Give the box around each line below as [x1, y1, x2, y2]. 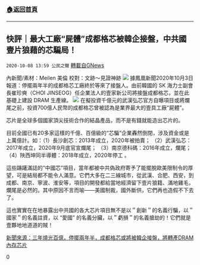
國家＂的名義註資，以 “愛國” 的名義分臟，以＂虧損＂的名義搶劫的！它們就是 [6, 214, 192, 221]
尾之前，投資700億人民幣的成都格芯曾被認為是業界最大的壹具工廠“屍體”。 [6, 104, 187, 111]
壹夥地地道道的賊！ [6, 222, 54, 229]
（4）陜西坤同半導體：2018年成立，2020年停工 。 [6, 152, 130, 159]
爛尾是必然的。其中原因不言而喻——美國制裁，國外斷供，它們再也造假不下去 [6, 187, 194, 194]
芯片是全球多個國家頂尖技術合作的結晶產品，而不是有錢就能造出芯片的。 [6, 117, 183, 124]
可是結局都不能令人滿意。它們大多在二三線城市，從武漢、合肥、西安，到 [16, 172, 194, 179]
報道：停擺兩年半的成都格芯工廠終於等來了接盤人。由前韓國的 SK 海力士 [6, 82, 183, 89]
